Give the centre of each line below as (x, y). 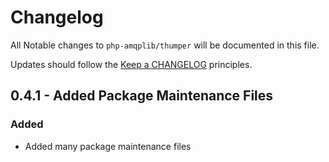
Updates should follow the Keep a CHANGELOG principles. (131, 64)
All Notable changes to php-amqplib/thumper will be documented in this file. (165, 45)
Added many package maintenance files (108, 146)
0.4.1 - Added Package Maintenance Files (142, 96)
